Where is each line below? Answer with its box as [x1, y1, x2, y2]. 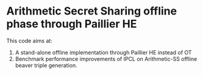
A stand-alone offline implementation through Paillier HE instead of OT [15, 48, 192, 56]
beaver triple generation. [15, 62, 77, 69]
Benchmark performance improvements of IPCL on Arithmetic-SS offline [15, 55, 198, 62]
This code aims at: [6, 37, 53, 44]
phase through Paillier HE [6, 17, 137, 31]
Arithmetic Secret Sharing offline [6, 4, 177, 18]
